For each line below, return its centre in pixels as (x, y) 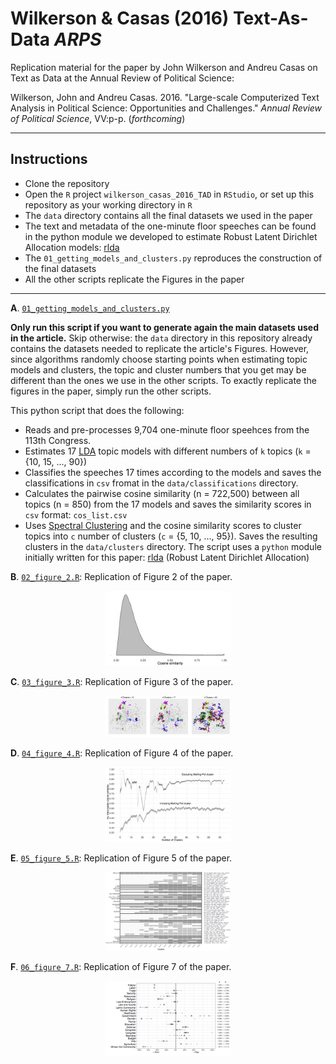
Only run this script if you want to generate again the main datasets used (164, 327)
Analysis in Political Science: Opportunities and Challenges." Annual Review (166, 108)
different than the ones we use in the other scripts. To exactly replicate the (163, 380)
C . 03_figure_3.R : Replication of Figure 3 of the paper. (122, 681)
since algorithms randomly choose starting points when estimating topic (159, 359)
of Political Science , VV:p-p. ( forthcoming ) (98, 118)
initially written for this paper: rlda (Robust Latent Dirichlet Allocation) (167, 557)
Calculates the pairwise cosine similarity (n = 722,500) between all (162, 493)
